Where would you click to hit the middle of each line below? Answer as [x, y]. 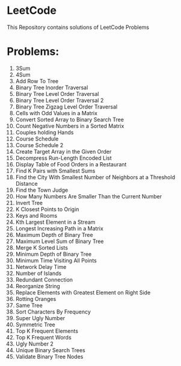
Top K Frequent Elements [47, 331]
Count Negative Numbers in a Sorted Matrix [70, 126]
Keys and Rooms [36, 215]
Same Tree [29, 305]
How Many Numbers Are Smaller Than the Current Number [89, 196]
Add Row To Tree [37, 81]
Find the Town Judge [42, 190]
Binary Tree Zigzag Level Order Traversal [66, 107]
